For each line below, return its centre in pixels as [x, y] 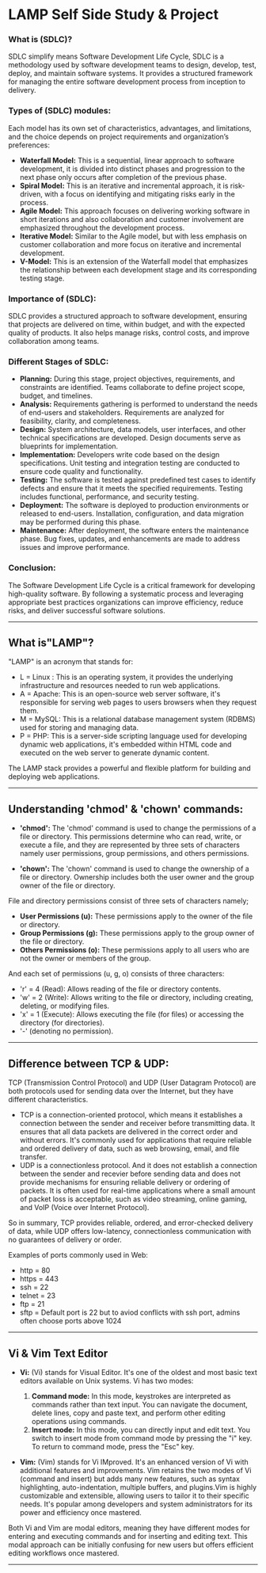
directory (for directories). [62, 1023]
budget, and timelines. [56, 396]
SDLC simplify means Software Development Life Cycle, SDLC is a [116, 56]
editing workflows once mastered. [64, 1553]
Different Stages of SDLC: [59, 362]
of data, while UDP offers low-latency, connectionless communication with [130, 1231]
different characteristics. [48, 1100]
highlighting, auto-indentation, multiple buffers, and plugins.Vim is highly [138, 1487]
